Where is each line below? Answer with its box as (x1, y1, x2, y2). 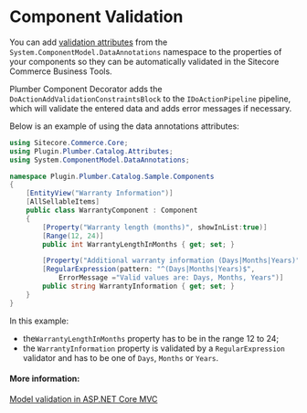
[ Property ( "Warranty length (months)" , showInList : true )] (42, 222, 268, 232)
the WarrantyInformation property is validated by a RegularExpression (22, 343, 285, 354)
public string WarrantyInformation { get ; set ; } (42, 281, 235, 291)
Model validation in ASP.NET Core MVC (9, 393, 158, 404)
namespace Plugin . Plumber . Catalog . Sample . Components (9, 172, 215, 181)
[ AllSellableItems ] (26, 197, 101, 206)
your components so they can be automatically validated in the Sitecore (9, 56, 280, 67)
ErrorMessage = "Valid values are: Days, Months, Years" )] (58, 273, 284, 282)
